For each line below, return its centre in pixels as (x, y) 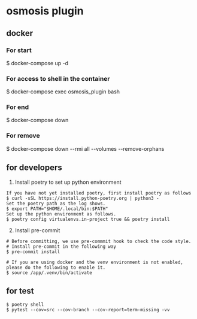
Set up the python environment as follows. (61, 214)
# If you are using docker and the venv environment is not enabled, (95, 262)
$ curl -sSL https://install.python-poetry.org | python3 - (83, 198)
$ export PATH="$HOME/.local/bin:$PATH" (57, 209)
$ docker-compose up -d (37, 63)
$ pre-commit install (33, 252)
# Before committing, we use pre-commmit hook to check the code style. (99, 241)
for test (20, 291)
